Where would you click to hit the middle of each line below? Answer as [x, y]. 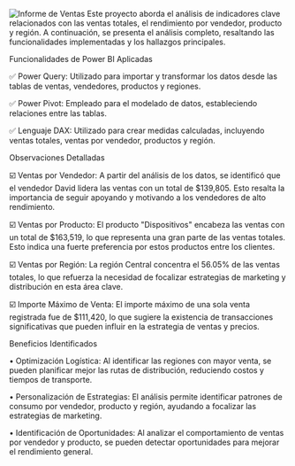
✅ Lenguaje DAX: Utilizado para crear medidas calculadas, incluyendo [137, 130]
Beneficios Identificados [53, 344]
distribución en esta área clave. [66, 287]
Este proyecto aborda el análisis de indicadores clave [184, 14]
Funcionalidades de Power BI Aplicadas [81, 59]
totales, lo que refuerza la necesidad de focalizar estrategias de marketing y [147, 277]
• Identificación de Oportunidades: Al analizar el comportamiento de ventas [147, 433]
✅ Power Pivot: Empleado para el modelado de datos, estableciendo [133, 103]
